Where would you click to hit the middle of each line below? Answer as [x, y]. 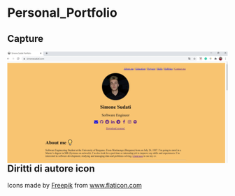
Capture [26, 39]
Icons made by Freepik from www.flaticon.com [74, 186]
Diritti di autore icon [51, 168]
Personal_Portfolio [62, 13]
